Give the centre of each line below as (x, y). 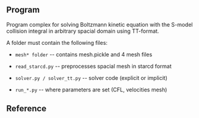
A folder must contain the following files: (57, 42)
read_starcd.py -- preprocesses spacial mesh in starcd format (93, 66)
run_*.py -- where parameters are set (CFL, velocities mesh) (91, 90)
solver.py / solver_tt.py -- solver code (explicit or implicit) (91, 77)
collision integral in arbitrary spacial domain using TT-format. (83, 31)
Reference (26, 109)
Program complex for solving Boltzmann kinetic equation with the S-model (100, 24)
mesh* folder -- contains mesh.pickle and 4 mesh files (84, 54)
